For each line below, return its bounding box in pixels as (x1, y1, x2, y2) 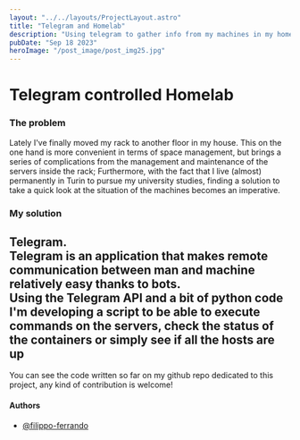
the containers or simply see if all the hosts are (9, 332, 275, 347)
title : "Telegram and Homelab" (9, 21, 126, 30)
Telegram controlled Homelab (9, 85, 234, 106)
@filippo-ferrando (21, 419, 89, 430)
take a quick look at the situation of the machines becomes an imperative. (9, 184, 281, 195)
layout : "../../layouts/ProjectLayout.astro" (9, 13, 181, 22)
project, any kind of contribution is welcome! (9, 379, 173, 390)
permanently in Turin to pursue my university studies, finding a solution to (9, 175, 280, 186)
